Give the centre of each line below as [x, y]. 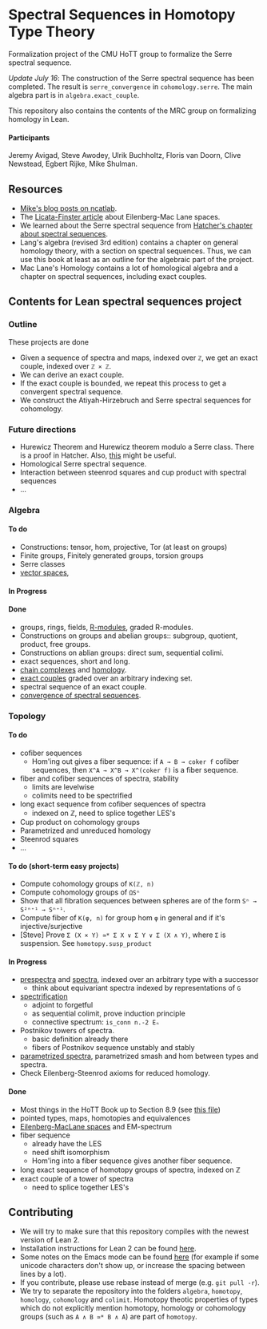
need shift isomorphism [71, 1152]
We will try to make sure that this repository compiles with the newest [134, 1231]
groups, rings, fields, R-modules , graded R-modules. [106, 627]
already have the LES [67, 1143]
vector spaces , [44, 573]
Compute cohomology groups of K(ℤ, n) [87, 884]
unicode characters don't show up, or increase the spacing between [132, 1266]
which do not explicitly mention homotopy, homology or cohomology [133, 1308]
